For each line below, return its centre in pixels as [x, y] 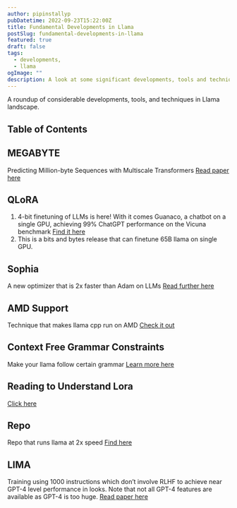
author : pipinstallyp [39, 14]
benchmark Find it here [51, 232]
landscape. [24, 107]
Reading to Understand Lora [71, 386]
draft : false [26, 47]
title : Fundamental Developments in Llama [71, 27]
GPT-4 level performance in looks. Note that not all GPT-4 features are [110, 489]
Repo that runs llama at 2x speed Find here [70, 442]
